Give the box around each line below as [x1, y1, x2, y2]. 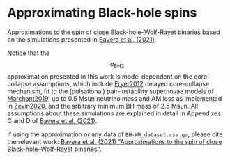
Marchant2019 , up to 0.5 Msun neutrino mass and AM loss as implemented [7, 94, 222, 102]
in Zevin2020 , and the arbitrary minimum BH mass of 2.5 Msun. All [7, 102, 199, 110]
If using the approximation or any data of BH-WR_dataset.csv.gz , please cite [7, 130, 223, 138]
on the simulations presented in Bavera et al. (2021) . [7, 35, 157, 43]
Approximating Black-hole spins [7, 5, 197, 21]
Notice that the [7, 49, 50, 57]
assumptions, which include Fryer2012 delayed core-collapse [33, 79, 210, 88]
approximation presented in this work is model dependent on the [7, 72, 193, 81]
